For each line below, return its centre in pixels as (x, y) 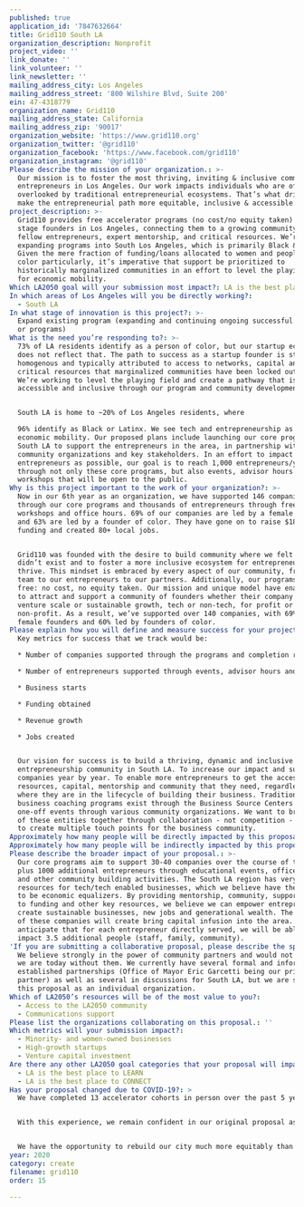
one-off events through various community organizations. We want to (151, 812)
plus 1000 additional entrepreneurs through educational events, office (157, 871)
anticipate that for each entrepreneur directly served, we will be (149, 930)
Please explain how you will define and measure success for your (137, 631)
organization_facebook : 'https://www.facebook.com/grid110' (125, 152)
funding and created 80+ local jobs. (89, 530)
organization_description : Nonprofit (81, 43)
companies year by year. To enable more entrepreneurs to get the (145, 778)
